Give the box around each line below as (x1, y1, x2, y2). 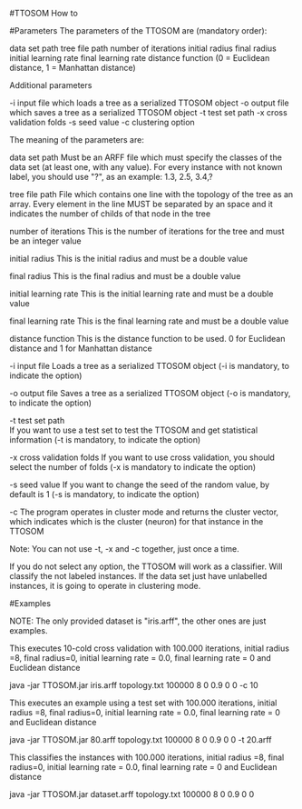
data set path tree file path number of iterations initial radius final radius (9, 43, 277, 54)
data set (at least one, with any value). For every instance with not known (9, 162, 283, 172)
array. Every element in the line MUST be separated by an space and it (9, 199, 274, 209)
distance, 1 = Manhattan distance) (9, 63, 136, 73)
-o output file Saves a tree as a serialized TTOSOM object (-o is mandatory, (9, 388, 291, 398)
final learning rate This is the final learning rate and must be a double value (9, 315, 289, 326)
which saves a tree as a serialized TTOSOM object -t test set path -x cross (9, 107, 287, 117)
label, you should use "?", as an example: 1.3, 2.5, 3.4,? (9, 172, 213, 182)
